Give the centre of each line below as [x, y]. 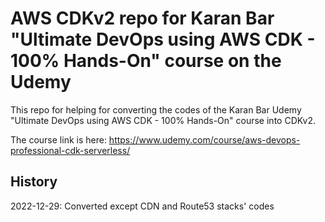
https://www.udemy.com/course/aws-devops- [204, 139]
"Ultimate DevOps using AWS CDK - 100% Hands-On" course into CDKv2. [163, 120]
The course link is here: [58, 139]
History [34, 182]
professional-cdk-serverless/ [70, 150]
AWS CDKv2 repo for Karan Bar [142, 18]
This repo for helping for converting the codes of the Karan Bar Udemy [156, 109]
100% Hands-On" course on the [146, 61]
